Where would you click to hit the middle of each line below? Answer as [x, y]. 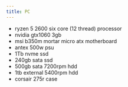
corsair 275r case [36, 79]
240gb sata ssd [34, 60]
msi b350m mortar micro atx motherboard [65, 41]
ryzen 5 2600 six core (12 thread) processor [68, 28]
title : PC [18, 12]
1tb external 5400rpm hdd [46, 72]
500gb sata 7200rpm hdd [46, 66]
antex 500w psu [34, 47]
